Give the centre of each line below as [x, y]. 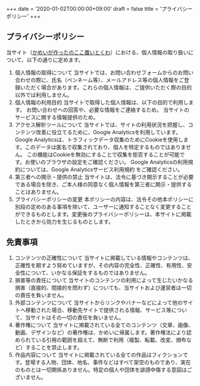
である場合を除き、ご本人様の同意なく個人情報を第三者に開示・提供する [103, 184]
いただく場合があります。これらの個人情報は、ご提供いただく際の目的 [106, 87]
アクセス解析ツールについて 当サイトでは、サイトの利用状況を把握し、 [101, 125]
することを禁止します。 [54, 347]
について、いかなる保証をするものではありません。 [88, 273]
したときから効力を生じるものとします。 [64, 221]
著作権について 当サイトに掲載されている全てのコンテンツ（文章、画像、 [104, 325]
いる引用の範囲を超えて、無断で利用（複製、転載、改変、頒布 [111, 339]
